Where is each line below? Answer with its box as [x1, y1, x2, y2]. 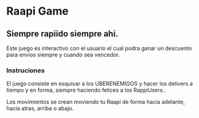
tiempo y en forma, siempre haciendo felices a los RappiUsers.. [6, 86, 167, 94]
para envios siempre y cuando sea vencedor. [6, 51, 120, 58]
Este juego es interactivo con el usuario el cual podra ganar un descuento [6, 44, 192, 52]
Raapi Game [6, 4, 69, 18]
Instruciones [6, 66, 45, 74]
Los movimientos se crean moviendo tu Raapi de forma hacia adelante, [6, 99, 186, 106]
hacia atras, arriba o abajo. [6, 105, 74, 112]
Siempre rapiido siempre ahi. [6, 29, 118, 39]
